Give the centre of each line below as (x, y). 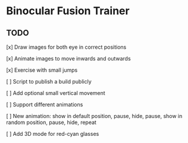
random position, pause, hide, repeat (51, 122)
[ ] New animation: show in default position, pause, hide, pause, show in (94, 116)
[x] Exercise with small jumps (42, 70)
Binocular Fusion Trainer (68, 11)
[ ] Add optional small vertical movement (56, 93)
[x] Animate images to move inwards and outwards (68, 58)
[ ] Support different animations (45, 104)
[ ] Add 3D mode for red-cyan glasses (53, 134)
